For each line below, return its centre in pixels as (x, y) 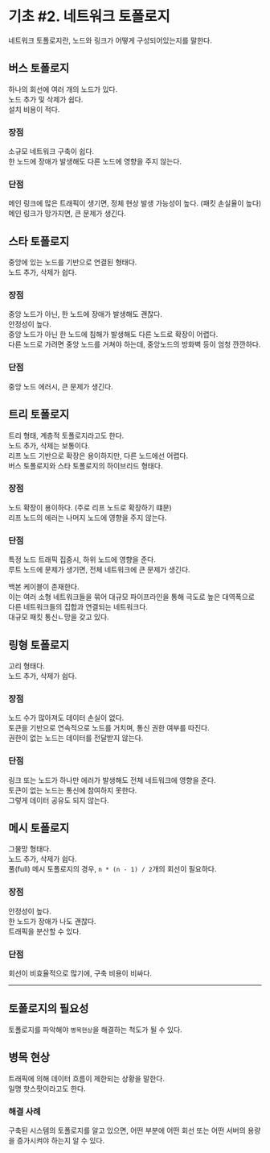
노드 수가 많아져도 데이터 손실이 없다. (66, 718)
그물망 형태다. (30, 849)
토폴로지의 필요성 (49, 1009)
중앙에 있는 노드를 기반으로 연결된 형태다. (73, 262)
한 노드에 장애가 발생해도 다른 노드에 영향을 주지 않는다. (95, 161)
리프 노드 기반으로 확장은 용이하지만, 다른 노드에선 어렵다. (98, 456)
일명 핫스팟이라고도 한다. (47, 1088)
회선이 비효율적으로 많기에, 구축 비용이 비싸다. (80, 973)
